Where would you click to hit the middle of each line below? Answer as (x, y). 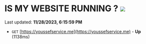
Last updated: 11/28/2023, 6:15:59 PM (43, 22)
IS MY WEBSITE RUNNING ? (62, 9)
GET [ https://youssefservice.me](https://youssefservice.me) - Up (76, 31)
